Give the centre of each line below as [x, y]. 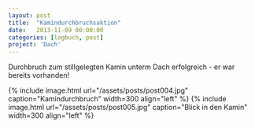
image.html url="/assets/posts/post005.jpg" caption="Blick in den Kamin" [128, 108]
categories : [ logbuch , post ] [56, 37]
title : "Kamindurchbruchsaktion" [65, 23]
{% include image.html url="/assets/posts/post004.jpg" [98, 90]
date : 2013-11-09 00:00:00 [56, 30]
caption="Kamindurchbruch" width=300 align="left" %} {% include [117, 99]
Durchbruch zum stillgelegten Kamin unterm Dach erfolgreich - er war [122, 67]
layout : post [30, 15]
